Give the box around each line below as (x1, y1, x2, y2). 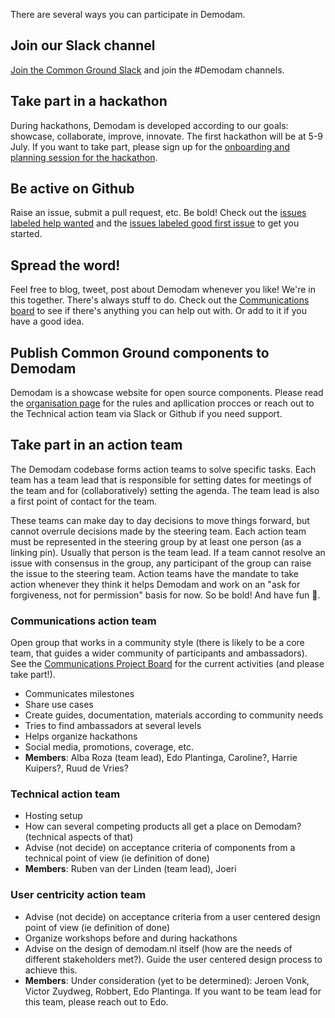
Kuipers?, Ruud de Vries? (24, 762, 129, 774)
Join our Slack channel (10, 37, 156, 54)
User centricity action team (10, 888, 147, 902)
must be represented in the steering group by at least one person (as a (10, 535, 302, 548)
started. (10, 228, 43, 240)
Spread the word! (10, 257, 121, 274)
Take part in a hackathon (10, 93, 168, 110)
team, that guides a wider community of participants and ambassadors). (10, 647, 308, 659)
